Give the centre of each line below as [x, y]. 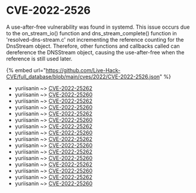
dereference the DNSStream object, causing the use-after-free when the [95, 52]
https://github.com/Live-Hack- [83, 70]
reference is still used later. [39, 59]
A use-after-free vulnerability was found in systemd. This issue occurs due [98, 27]
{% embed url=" [26, 70]
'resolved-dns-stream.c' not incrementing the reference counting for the [95, 39]
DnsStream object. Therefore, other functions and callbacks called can [93, 46]
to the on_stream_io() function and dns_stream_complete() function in [91, 33]
